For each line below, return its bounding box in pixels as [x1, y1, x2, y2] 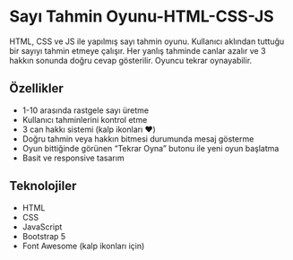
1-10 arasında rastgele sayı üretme [22, 105, 150, 116]
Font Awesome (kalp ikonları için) [22, 240, 145, 251]
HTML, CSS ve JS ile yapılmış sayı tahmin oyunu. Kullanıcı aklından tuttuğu [9, 36, 285, 47]
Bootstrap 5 [22, 230, 66, 241]
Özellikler [9, 81, 65, 96]
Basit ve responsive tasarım [22, 152, 125, 163]
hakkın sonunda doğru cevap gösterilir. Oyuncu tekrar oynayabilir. [9, 55, 253, 65]
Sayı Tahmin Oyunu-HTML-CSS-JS [9, 6, 275, 27]
